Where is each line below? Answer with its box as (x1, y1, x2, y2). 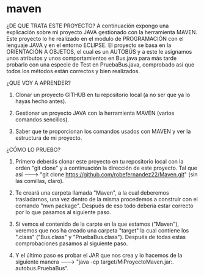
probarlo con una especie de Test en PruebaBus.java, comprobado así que (6, 60, 195, 68)
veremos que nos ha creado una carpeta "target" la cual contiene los (15, 226, 189, 234)
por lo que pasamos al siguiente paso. (15, 208, 112, 215)
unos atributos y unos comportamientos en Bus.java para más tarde (6, 54, 177, 62)
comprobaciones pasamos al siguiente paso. (15, 240, 128, 247)
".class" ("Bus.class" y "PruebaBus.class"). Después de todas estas (15, 233, 186, 240)
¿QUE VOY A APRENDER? (6, 79, 71, 87)
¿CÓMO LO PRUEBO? (6, 146, 61, 153)
